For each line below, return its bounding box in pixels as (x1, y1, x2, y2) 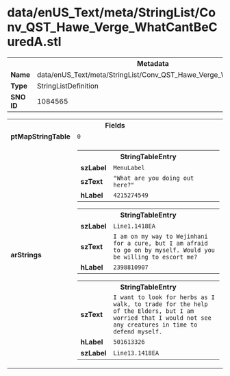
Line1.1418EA (112, 222, 156, 230)
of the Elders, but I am (112, 307, 194, 315)
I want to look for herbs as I (112, 293, 216, 301)
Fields (105, 120, 125, 130)
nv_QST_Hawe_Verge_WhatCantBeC (7, 19, 218, 35)
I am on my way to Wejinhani (112, 232, 208, 240)
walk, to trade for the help (112, 300, 208, 308)
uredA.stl (7, 34, 62, 49)
